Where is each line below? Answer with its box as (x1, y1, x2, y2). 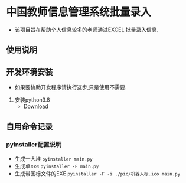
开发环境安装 (6, 67, 53, 77)
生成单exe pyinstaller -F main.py (14, 162, 99, 169)
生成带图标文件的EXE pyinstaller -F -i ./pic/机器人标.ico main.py (14, 169, 181, 177)
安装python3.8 (14, 96, 50, 103)
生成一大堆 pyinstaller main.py (14, 155, 93, 162)
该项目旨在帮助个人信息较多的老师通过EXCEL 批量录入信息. (14, 26, 158, 33)
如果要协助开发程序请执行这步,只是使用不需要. (14, 84, 127, 91)
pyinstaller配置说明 (6, 140, 62, 149)
